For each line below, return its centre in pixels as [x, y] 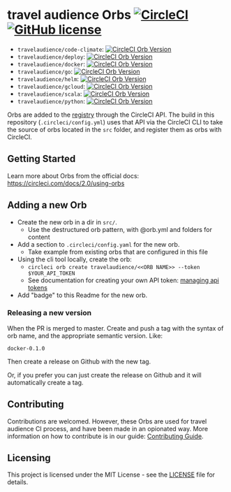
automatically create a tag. [45, 382]
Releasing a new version [50, 313]
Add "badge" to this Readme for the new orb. [82, 295]
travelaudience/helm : [48, 79]
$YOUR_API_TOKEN [51, 273]
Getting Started [42, 159]
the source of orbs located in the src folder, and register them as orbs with [114, 129]
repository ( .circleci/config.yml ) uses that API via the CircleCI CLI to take [115, 122]
